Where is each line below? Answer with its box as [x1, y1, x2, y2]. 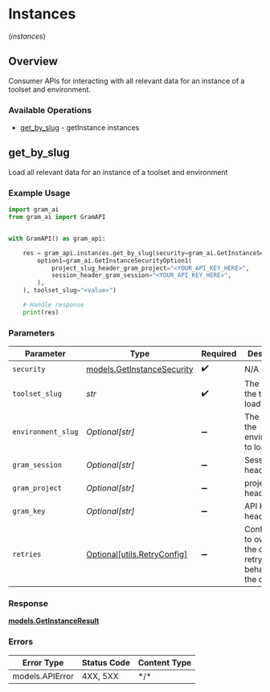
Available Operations [8, 104, 92, 116]
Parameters [8, 327, 55, 338]
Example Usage [8, 187, 71, 198]
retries [12, 550, 42, 559]
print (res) [22, 308, 59, 316]
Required [201, 348, 237, 360]
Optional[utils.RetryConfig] [85, 549, 187, 560]
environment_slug [12, 427, 79, 437]
